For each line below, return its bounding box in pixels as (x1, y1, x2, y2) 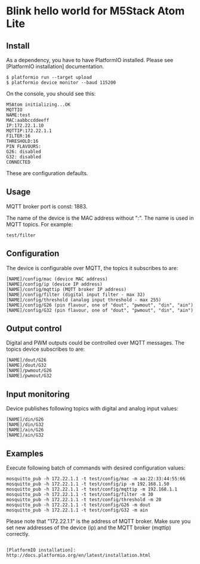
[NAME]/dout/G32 (6, 363, 47, 369)
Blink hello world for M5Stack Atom (6, 4, 185, 18)
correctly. (6, 531, 30, 538)
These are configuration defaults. (6, 170, 88, 177)
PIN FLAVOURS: (6, 143, 42, 149)
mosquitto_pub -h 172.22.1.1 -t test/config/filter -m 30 (6, 492, 153, 498)
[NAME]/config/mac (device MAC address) (6, 276, 109, 282)
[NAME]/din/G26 (6, 416, 44, 422)
